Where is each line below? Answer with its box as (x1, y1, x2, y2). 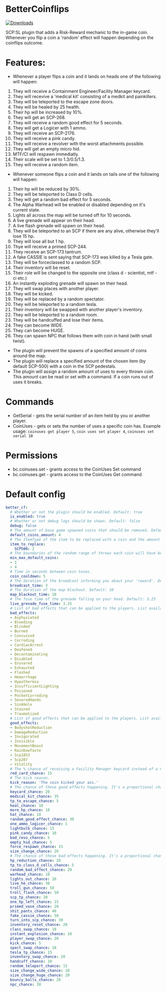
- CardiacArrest (10, 642, 43, 647)
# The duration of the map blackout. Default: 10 (10, 588, 114, 592)
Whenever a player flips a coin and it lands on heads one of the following (12, 73, 161, 79)
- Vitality (10, 762, 33, 767)
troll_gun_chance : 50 (10, 885, 55, 891)
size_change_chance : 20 (10, 849, 59, 854)
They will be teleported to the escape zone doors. (12, 99, 114, 105)
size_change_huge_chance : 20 (10, 973, 70, 978)
